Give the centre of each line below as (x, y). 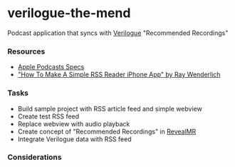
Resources (26, 51)
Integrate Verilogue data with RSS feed (74, 139)
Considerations (35, 157)
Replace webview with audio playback (74, 123)
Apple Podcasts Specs (51, 67)
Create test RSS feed (48, 116)
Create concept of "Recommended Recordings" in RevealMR (107, 131)
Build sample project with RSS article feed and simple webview (110, 108)
